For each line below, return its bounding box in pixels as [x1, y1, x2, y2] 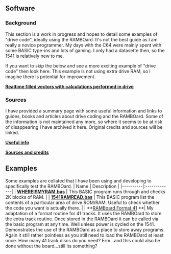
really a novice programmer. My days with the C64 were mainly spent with [5, 42, 162, 48]
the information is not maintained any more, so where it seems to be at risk [5, 119, 162, 125]
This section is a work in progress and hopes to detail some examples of [5, 31, 158, 37]
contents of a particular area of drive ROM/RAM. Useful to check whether [5, 199, 160, 205]
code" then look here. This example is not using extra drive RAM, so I [5, 68, 151, 74]
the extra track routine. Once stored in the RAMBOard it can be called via [5, 216, 159, 222]
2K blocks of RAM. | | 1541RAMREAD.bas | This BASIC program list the [5, 194, 155, 200]
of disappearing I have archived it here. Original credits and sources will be [5, 124, 163, 130]
